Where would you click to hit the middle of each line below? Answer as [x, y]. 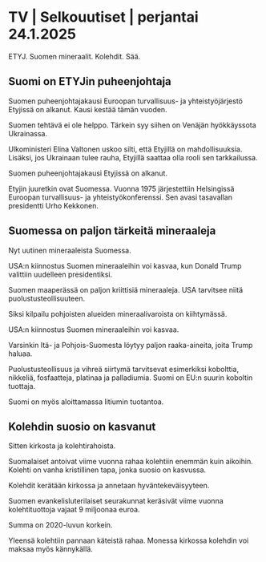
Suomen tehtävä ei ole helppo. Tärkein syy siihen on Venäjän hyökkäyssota [132, 125]
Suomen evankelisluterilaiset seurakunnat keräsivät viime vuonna [116, 501]
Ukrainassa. [28, 133]
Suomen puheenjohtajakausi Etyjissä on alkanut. [88, 173]
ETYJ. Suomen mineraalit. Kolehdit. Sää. [75, 56]
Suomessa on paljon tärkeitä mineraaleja [112, 231]
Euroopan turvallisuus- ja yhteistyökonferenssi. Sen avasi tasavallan [120, 197]
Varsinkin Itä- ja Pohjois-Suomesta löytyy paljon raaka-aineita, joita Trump [131, 345]
